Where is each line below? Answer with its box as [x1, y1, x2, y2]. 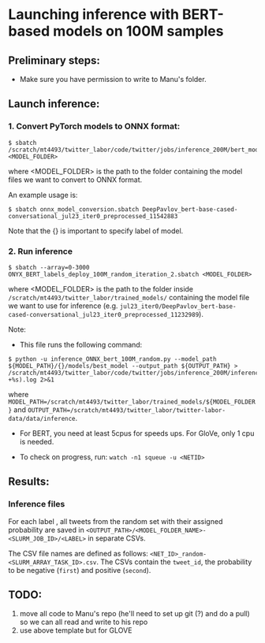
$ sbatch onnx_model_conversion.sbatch [8, 205, 140, 214]
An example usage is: [8, 190, 78, 199]
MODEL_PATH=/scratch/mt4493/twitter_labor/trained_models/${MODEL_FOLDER [8, 398, 256, 406]
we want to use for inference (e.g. [8, 301, 118, 310]
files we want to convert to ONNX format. [8, 175, 143, 184]
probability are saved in [8, 525, 84, 534]
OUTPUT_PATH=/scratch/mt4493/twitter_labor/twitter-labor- [27, 406, 226, 414]
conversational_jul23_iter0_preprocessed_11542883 [8, 212, 178, 220]
